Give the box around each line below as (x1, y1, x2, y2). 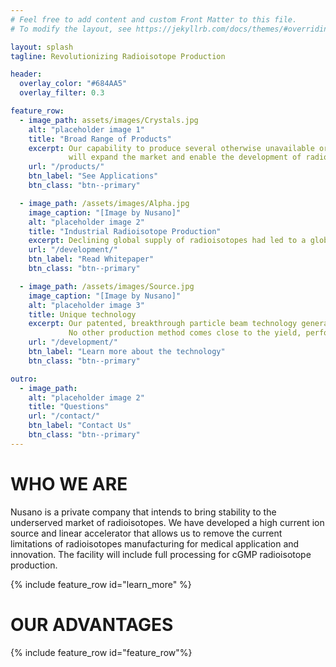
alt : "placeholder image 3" (28, 300, 145, 310)
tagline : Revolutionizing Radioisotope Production (10, 51, 226, 61)
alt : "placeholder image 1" (28, 124, 145, 135)
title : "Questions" (28, 402, 110, 412)
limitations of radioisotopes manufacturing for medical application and (10, 537, 300, 550)
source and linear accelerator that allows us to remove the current (10, 527, 283, 539)
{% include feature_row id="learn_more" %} (10, 578, 192, 590)
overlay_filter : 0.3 (19, 88, 105, 98)
